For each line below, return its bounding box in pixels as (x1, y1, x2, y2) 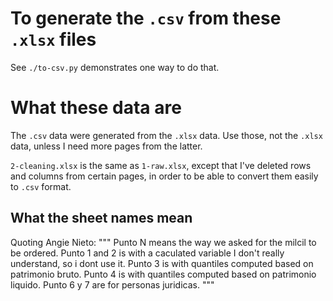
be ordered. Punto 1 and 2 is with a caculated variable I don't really (10, 247, 285, 259)
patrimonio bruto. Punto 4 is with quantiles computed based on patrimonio (10, 268, 317, 280)
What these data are (10, 97, 182, 119)
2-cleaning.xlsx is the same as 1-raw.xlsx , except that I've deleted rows (10, 159, 312, 171)
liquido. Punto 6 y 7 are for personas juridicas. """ (10, 278, 215, 291)
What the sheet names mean (10, 210, 193, 227)
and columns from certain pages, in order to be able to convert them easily (10, 170, 319, 182)
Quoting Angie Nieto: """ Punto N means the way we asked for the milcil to (10, 236, 317, 248)
